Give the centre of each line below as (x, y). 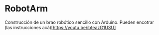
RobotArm (26, 9)
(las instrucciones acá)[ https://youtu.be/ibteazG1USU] (60, 27)
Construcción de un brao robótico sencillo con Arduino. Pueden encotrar (79, 22)
